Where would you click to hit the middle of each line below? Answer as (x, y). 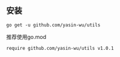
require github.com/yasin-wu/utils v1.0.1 (60, 48)
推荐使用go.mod (26, 37)
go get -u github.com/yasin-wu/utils (53, 25)
